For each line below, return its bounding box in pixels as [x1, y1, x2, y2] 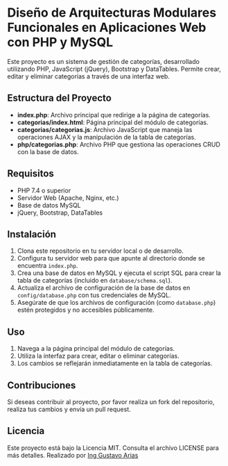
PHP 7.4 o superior [17, 186, 71, 194]
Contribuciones [7, 379, 76, 391]
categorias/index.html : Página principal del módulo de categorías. [17, 118, 209, 126]
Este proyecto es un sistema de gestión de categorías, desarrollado [7, 57, 200, 65]
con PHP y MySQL [7, 35, 114, 50]
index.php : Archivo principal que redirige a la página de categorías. [17, 110, 211, 119]
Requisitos [7, 168, 54, 180]
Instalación [7, 228, 57, 240]
